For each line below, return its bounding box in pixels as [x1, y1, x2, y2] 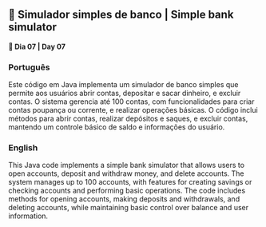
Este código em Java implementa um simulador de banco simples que [8, 80, 239, 90]
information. [8, 211, 49, 221]
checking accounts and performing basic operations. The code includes [8, 185, 246, 196]
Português [8, 62, 50, 73]
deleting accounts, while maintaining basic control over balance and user [8, 203, 249, 213]
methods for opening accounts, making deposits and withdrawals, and [8, 194, 240, 204]
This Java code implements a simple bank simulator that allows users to [8, 161, 245, 170]
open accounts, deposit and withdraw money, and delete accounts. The [8, 169, 244, 178]
